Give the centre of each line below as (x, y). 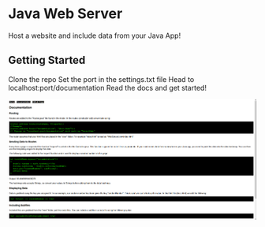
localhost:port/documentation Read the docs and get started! (108, 87)
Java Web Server (65, 14)
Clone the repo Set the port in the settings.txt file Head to (101, 79)
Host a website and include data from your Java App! (95, 35)
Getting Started (47, 60)
